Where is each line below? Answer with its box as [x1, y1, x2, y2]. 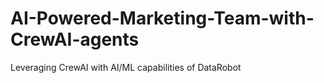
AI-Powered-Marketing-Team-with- [10, 7, 315, 30]
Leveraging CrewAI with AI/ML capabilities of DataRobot [10, 61, 242, 73]
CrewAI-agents [10, 28, 140, 51]
